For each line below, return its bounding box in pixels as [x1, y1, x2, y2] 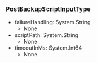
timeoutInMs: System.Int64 [14, 44, 82, 51]
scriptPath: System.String [14, 31, 79, 39]
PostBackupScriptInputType [5, 5, 91, 13]
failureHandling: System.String [14, 19, 91, 26]
